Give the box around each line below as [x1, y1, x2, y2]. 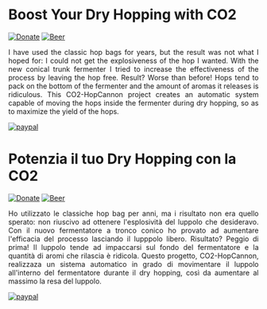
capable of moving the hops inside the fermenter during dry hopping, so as [8, 98, 259, 108]
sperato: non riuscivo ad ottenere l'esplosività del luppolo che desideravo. [8, 217, 259, 226]
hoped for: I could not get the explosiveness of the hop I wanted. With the [8, 56, 259, 65]
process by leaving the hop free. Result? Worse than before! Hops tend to [8, 72, 259, 82]
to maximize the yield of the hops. [8, 106, 119, 116]
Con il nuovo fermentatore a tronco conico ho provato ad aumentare [8, 225, 259, 235]
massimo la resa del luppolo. [8, 276, 102, 286]
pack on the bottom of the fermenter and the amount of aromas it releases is [8, 81, 259, 91]
